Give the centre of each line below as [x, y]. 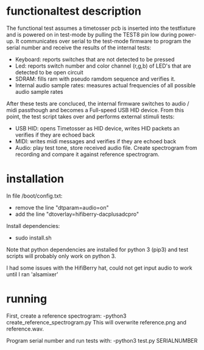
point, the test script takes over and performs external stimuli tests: [90, 116]
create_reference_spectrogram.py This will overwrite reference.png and [97, 322]
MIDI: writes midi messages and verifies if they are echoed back [96, 141]
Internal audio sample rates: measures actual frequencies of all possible [105, 85]
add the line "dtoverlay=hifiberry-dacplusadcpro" [77, 214]
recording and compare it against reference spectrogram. [87, 154]
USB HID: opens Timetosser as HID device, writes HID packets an [97, 128]
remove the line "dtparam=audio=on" [62, 207]
